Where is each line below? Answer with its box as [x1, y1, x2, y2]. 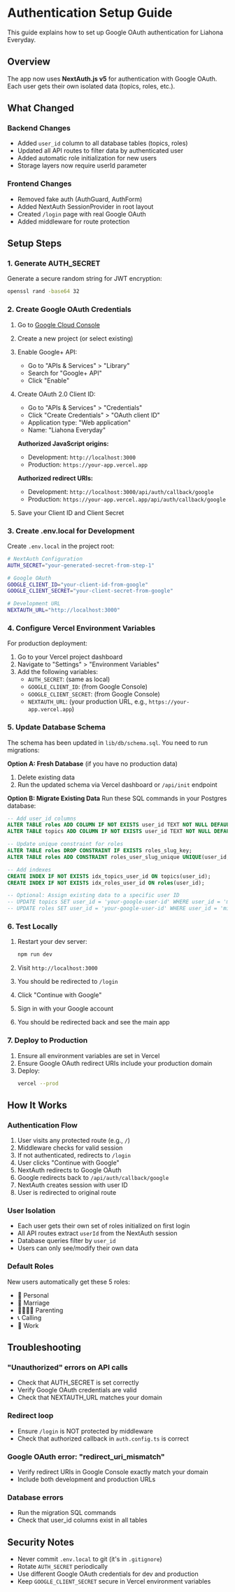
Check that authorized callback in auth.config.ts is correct [17, 1434, 189, 1443]
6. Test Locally [7, 921, 58, 931]
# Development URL [7, 601, 61, 608]
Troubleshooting [7, 1342, 82, 1354]
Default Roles [7, 1261, 54, 1271]
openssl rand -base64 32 [7, 288, 80, 295]
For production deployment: [7, 639, 87, 647]
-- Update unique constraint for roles [7, 841, 124, 848]
